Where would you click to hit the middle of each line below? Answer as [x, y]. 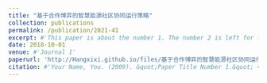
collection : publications [51, 23]
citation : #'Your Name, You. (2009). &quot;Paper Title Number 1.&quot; [131, 67]
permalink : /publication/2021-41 [64, 30]
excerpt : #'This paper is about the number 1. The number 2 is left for [131, 38]
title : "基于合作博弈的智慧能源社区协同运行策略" [81, 15]
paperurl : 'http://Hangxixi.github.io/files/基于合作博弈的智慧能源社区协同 [129, 60]
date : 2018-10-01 [37, 45]
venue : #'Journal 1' [43, 52]
